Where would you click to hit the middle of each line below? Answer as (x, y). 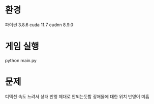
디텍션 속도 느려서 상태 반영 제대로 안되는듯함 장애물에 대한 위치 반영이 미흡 (77, 96)
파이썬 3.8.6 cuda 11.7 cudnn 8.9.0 (39, 25)
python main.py (21, 60)
